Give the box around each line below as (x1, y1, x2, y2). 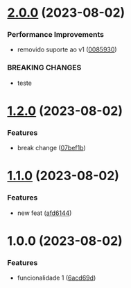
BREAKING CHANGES (7, 63, 82, 72)
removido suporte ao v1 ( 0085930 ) (17, 45, 117, 54)
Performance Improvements (7, 30, 105, 40)
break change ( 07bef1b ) (17, 144, 87, 152)
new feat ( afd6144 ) (17, 209, 72, 217)
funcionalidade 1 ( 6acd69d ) (17, 273, 96, 282)
